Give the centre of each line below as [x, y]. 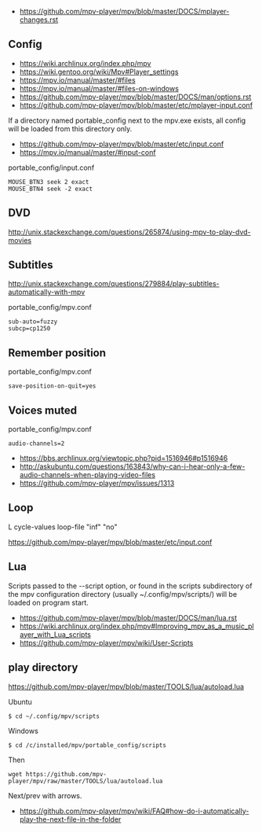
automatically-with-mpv [47, 292]
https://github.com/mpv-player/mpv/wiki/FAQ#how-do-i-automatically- [134, 811]
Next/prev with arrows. [45, 795]
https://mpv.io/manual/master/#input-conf [87, 152]
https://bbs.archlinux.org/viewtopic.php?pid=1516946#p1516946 [124, 458]
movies [20, 240]
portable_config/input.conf [51, 168]
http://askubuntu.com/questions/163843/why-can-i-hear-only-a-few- [132, 466]
